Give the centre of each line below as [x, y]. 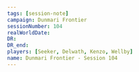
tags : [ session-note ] [38, 13]
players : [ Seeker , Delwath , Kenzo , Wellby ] [70, 52]
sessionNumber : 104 [35, 26]
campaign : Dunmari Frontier [47, 20]
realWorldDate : [29, 33]
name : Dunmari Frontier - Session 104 [62, 58]
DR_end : [18, 45]
